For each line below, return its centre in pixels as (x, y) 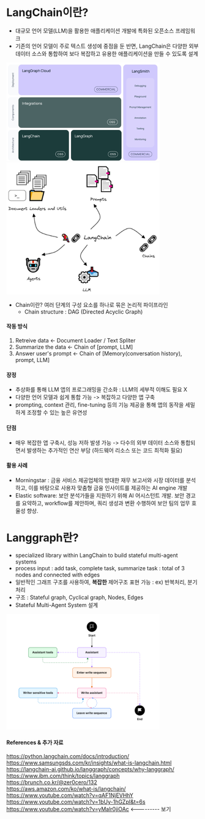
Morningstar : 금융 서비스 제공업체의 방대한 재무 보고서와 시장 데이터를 (100, 480)
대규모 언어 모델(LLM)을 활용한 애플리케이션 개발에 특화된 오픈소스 (95, 31)
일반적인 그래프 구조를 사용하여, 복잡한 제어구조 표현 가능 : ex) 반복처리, (101, 582)
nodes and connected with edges (57, 575)
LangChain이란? (47, 13)
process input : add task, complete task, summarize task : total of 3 (100, 568)
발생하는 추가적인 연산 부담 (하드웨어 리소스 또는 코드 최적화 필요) (104, 450)
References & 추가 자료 (35, 742)
